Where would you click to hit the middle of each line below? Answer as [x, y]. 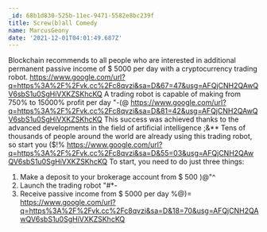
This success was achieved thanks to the [171, 119]
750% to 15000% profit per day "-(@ [69, 102]
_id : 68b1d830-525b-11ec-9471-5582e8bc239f [81, 15]
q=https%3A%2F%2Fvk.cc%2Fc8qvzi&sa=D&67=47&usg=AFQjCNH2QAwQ [133, 86]
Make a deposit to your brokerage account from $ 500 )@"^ [118, 177]
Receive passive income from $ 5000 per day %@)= [106, 194]
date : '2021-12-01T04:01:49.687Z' [66, 38]
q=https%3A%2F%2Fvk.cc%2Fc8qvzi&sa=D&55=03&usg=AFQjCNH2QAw [131, 153]
